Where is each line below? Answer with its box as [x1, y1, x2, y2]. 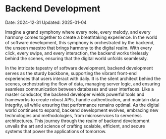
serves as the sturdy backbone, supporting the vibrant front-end [5, 70, 137, 76]
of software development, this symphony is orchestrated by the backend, [5, 39, 155, 45]
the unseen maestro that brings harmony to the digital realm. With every [5, 45, 152, 51]
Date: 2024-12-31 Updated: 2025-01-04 [5, 19, 87, 25]
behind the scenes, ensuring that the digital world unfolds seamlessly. [5, 55, 148, 61]
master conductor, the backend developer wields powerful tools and [5, 91, 145, 97]
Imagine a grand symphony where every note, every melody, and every [5, 29, 151, 35]
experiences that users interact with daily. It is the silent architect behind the [5, 75, 161, 81]
